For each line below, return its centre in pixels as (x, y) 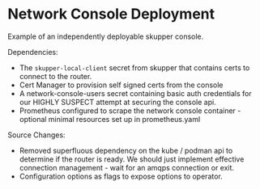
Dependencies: (33, 52)
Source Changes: (36, 135)
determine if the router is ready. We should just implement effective (132, 159)
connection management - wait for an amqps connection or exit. (127, 167)
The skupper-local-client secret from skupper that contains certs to (134, 67)
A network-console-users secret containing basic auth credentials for (135, 93)
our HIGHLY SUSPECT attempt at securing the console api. (117, 102)
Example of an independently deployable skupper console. (106, 36)
